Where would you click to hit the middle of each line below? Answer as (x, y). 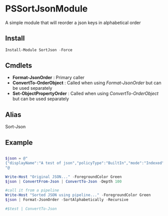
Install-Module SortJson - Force (39, 50)
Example (19, 143)
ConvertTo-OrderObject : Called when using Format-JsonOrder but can (87, 83)
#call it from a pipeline (32, 190)
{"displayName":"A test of (33, 163)
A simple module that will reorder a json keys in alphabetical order (73, 23)
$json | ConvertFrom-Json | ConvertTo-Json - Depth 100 (63, 181)
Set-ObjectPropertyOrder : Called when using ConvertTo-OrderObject (85, 94)
